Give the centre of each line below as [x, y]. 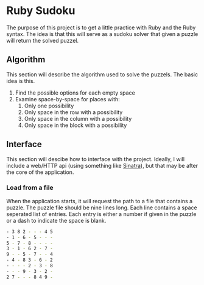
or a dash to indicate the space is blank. [56, 220]
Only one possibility [49, 106]
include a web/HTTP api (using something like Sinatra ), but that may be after [102, 165]
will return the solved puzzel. [43, 40]
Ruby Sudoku [41, 11]
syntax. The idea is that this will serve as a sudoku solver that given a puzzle [102, 34]
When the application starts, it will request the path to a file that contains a [100, 201]
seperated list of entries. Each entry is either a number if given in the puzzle [101, 214]
